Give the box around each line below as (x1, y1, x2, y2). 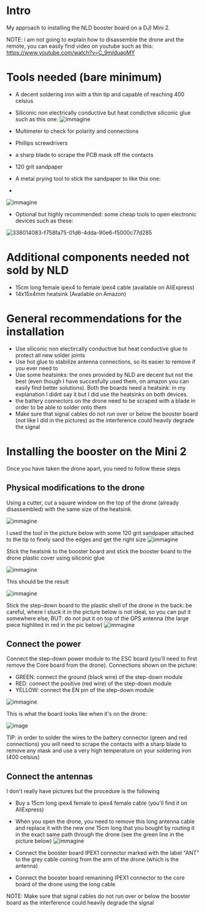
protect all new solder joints (15, 351, 86, 359)
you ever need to (15, 364, 58, 371)
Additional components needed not (6, 251, 190, 264)
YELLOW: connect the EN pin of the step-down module (15, 686, 154, 694)
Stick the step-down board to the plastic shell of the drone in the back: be (6, 601, 193, 609)
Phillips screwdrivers (15, 139, 68, 146)
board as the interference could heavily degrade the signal (6, 899, 154, 906)
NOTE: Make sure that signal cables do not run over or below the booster (6, 892, 191, 900)
